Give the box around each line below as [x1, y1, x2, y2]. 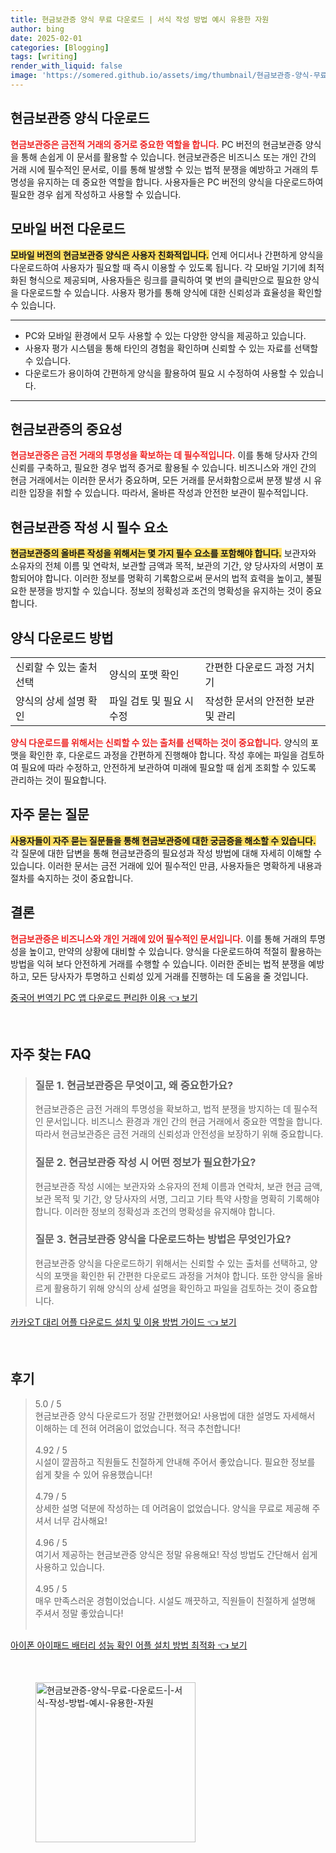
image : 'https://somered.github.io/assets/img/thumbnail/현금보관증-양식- [10, 71, 314, 81]
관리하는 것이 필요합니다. [10, 774, 107, 786]
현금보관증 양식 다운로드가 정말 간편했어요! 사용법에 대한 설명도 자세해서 [34, 1409, 316, 1421]
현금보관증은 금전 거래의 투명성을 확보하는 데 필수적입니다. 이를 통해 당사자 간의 [10, 449, 318, 461]
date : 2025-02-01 [10, 33, 83, 43]
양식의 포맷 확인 [109, 667, 180, 681]
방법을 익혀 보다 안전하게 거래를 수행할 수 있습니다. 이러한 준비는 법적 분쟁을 [10, 957, 307, 970]
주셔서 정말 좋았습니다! [34, 1607, 124, 1619]
